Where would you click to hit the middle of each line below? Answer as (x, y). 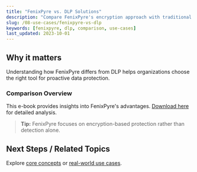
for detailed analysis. (32, 112)
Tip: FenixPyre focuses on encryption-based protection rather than (103, 124)
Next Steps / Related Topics (58, 149)
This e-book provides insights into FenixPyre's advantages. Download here (98, 106)
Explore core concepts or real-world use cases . (64, 163)
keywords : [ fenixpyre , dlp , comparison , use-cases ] (71, 28)
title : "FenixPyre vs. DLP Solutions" (54, 12)
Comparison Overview (39, 93)
